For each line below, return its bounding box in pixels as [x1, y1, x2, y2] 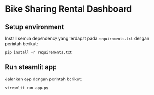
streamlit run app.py [5, 85, 49, 90]
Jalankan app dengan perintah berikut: [5, 76, 82, 82]
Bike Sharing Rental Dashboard [5, 3, 132, 15]
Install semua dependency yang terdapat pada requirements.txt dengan [5, 35, 150, 41]
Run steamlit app [5, 63, 57, 71]
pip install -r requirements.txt [5, 50, 72, 55]
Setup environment [5, 23, 64, 31]
